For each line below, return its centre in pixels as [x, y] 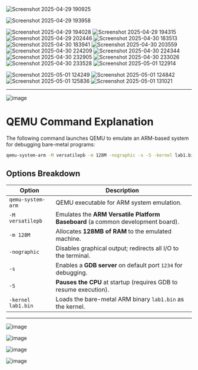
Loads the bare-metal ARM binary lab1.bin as [120, 299]
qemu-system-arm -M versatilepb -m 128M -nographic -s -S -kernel [89, 155]
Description [123, 190]
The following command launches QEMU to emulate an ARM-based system [98, 138]
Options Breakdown [43, 174]
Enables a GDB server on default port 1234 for [119, 265]
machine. [68, 238]
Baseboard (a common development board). [118, 221]
